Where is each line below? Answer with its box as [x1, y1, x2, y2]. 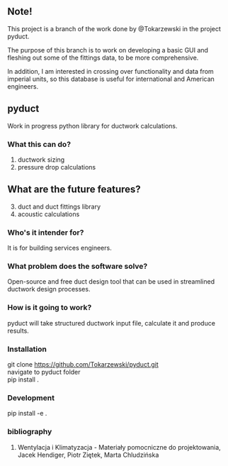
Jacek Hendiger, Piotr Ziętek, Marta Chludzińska [17, 450, 159, 459]
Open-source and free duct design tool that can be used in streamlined [7, 277, 215, 286]
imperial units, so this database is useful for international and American [7, 74, 215, 83]
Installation [7, 344, 47, 354]
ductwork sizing [17, 155, 65, 164]
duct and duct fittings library [17, 202, 101, 211]
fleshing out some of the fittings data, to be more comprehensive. [7, 53, 199, 62]
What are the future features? [7, 184, 142, 196]
